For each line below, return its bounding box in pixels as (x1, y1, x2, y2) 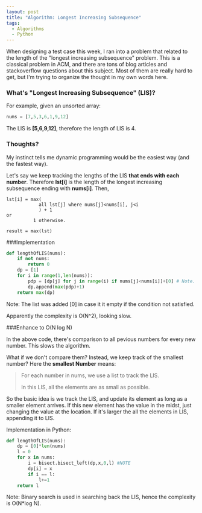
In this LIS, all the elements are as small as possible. (21, 383, 150, 390)
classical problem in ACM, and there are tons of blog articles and (6, 61, 168, 68)
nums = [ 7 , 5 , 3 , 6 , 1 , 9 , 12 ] (6, 114, 69, 120)
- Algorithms (11, 25, 45, 32)
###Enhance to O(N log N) (6, 323, 72, 331)
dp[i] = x (28, 465, 52, 471)
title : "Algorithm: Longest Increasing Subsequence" (6, 14, 142, 21)
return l (17, 482, 39, 489)
